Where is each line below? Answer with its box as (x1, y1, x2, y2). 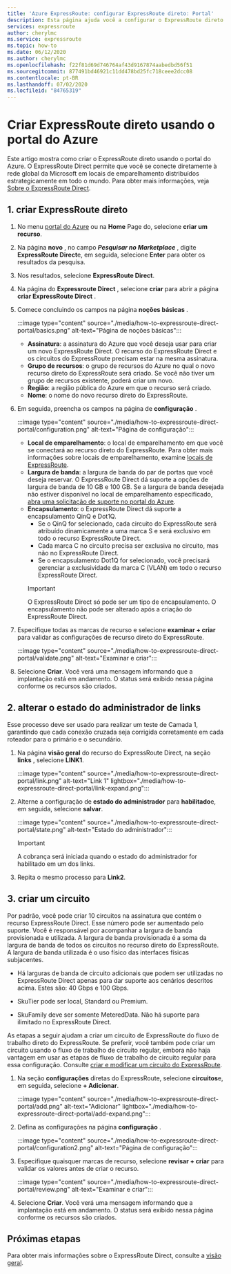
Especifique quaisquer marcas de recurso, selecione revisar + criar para (17, 1156, 224, 1165)
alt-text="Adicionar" (64, 1102, 121, 1110)
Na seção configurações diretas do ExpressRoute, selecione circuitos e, (17, 1073, 223, 1082)
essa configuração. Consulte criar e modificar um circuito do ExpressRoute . (7, 1060, 223, 1069)
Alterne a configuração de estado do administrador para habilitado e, (17, 797, 216, 806)
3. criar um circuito (7, 893, 90, 905)
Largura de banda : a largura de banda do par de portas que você (27, 468, 214, 476)
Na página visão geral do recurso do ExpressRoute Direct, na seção (17, 748, 211, 757)
